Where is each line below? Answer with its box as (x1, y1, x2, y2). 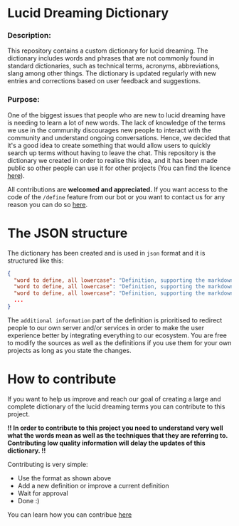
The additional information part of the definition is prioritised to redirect (7, 315, 223, 325)
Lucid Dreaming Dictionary (7, 5, 169, 21)
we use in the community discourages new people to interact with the (7, 126, 212, 135)
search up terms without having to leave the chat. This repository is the (7, 148, 216, 157)
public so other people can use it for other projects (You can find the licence (7, 164, 231, 172)
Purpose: (7, 95, 41, 105)
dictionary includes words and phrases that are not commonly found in (7, 54, 215, 63)
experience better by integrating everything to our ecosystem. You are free (7, 331, 228, 340)
